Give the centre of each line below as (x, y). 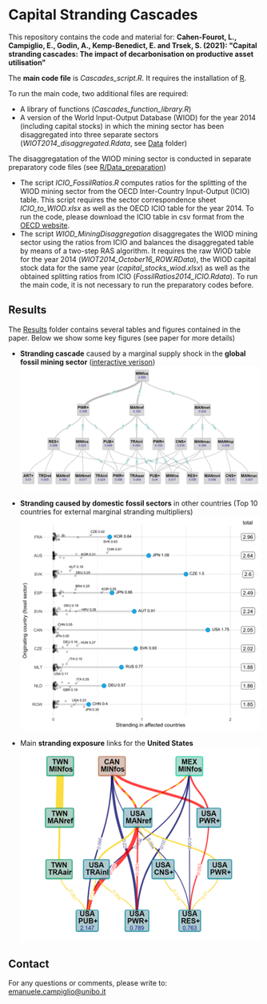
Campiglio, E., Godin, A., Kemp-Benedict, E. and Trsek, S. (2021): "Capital (133, 45)
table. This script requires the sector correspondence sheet (118, 200)
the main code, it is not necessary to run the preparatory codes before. (137, 284)
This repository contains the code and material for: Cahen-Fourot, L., (123, 37)
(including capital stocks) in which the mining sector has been (122, 126)
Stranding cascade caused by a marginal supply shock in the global (133, 353)
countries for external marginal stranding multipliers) (106, 512)
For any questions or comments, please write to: (88, 983)
